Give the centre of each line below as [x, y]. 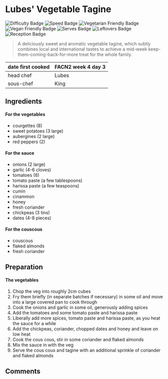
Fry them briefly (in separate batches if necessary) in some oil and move [88, 296]
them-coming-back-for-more [48, 54]
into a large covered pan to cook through [55, 302]
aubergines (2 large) [34, 136]
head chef [20, 75]
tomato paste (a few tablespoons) [48, 180]
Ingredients [24, 102]
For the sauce [20, 153]
